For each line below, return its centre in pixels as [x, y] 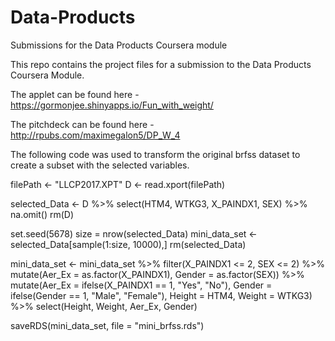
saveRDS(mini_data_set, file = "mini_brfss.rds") [107, 325]
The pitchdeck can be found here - [82, 124]
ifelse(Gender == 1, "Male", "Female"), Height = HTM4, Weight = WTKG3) [161, 295]
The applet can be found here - [75, 94]
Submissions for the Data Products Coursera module [119, 45]
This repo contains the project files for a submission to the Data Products [161, 64]
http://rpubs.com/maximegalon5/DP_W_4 [95, 135]
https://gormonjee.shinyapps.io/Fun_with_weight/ [112, 105]
